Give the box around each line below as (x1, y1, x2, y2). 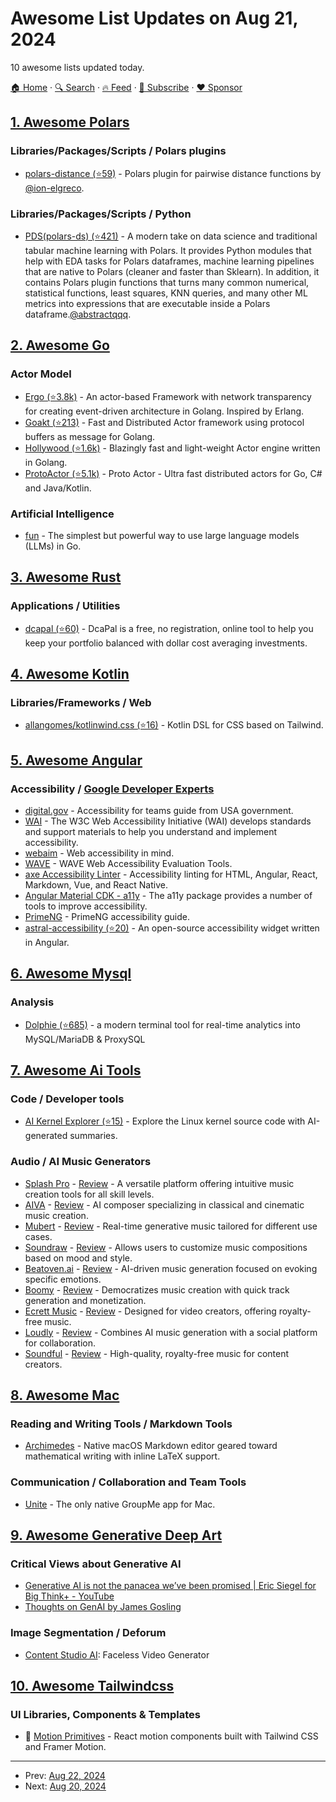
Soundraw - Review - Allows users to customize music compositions (24, 1241, 308, 1253)
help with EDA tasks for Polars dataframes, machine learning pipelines (24, 255, 315, 267)
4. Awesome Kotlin (10, 665, 130, 682)
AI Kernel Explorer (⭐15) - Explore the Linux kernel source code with (24, 1115, 306, 1127)
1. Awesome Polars (10, 114, 130, 131)
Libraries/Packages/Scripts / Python (10, 207, 192, 221)
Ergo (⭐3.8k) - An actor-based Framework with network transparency (24, 390, 312, 402)
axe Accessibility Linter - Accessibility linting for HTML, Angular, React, (24, 868, 318, 880)
